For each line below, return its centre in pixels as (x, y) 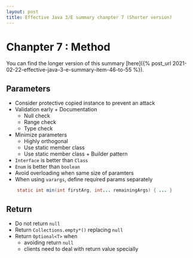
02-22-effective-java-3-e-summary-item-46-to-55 (69, 70)
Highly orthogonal (46, 141)
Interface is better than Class (51, 160)
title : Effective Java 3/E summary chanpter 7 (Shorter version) (89, 17)
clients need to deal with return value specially (81, 248)
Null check (37, 116)
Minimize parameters (41, 135)
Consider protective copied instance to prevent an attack (85, 103)
